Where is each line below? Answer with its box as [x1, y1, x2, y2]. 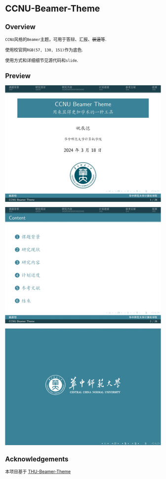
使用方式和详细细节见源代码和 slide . [5, 57, 78, 63]
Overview [5, 23, 36, 31]
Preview [5, 72, 31, 80]
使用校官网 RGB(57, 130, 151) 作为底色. [5, 47, 83, 52]
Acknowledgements [5, 455, 69, 463]
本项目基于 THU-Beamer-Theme [5, 469, 71, 475]
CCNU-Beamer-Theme [5, 3, 100, 14]
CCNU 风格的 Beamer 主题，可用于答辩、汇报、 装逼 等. [5, 37, 107, 42]
